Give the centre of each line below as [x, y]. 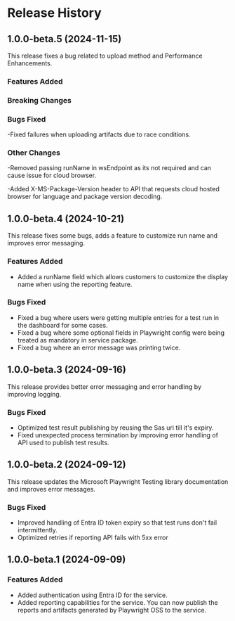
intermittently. [37, 530]
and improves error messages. [52, 489]
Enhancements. [30, 63]
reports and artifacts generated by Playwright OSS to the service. [112, 610]
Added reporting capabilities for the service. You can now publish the [118, 602]
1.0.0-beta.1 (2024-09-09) [67, 559]
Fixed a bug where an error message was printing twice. [99, 347]
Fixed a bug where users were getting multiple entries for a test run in [118, 317]
